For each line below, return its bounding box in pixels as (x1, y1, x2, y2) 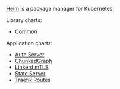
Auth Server (14, 51, 45, 58)
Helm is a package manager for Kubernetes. (6, 5, 114, 12)
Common (14, 28, 37, 35)
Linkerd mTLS (14, 63, 49, 71)
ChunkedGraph (14, 58, 52, 64)
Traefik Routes (14, 77, 51, 83)
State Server (14, 70, 46, 77)
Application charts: (6, 40, 52, 46)
